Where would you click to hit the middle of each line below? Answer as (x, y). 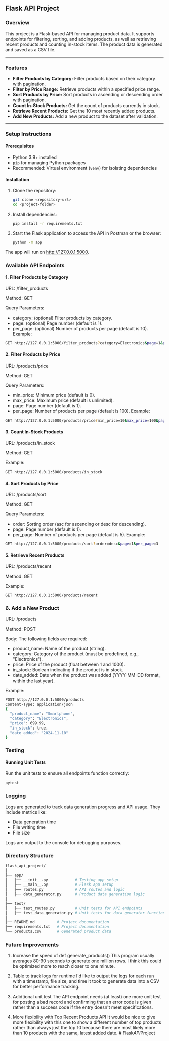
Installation (17, 179)
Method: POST (21, 629)
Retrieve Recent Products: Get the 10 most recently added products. (84, 111)
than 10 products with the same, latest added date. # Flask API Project (84, 1033)
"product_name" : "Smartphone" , (43, 714)
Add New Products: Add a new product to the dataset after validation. (85, 116)
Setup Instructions (28, 134)
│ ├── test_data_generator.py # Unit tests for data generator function (85, 913)
